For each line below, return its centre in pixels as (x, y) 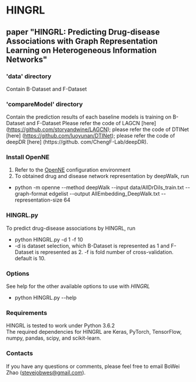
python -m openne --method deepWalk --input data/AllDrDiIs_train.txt (99, 187)
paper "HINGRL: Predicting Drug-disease (83, 32)
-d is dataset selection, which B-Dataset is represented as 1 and (92, 246)
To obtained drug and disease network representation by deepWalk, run (102, 176)
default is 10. (30, 258)
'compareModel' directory (44, 104)
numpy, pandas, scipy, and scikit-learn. (54, 338)
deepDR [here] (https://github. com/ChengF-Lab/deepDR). (77, 142)
